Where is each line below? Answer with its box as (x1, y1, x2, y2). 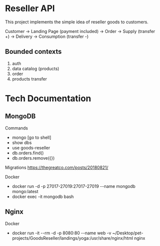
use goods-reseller (12, 145, 50, 150)
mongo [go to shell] (12, 134, 52, 140)
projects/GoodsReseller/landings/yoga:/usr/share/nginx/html (12, 235, 133, 241)
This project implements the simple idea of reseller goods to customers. (5, 19, 149, 25)
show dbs (12, 139, 32, 146)
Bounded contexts (5, 48, 62, 56)
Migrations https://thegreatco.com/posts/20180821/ (5, 164, 109, 170)
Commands (5, 125, 28, 131)
